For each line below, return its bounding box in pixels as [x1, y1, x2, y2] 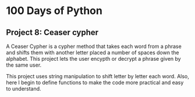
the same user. [6, 61, 42, 68]
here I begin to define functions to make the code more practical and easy [6, 79, 184, 86]
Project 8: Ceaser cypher [6, 27, 99, 37]
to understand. [6, 85, 42, 92]
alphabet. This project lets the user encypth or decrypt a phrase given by [6, 56, 182, 62]
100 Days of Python [6, 4, 103, 18]
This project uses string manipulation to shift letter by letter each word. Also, [6, 73, 189, 79]
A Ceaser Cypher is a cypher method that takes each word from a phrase [6, 43, 182, 50]
